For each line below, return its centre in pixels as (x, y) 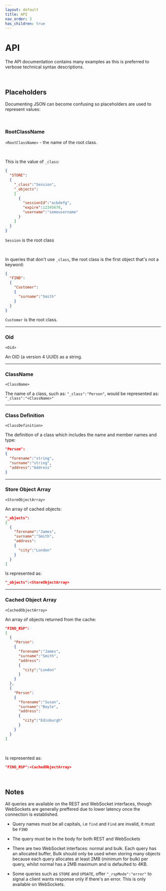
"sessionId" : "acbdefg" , (47, 203)
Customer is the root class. (31, 320)
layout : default (22, 10)
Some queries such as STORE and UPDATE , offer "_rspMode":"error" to (82, 874)
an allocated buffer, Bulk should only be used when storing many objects (86, 854)
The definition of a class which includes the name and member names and (81, 435)
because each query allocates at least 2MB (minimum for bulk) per (80, 859)
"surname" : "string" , (31, 463)
